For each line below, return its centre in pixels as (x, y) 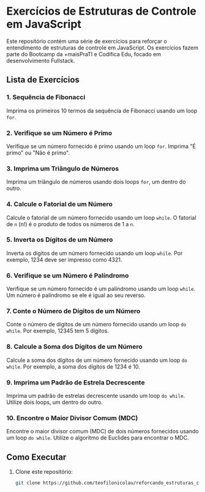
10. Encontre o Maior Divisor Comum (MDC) (72, 418)
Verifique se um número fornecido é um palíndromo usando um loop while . (101, 289)
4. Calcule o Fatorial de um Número (60, 204)
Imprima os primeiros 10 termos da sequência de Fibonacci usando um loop (102, 111)
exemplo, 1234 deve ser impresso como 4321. (64, 259)
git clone (28, 483)
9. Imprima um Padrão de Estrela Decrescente (76, 382)
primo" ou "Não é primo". (38, 152)
